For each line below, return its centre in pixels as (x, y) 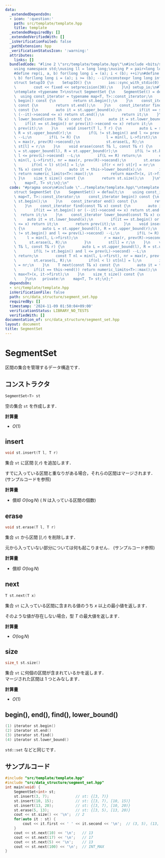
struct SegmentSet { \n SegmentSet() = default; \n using (79, 192)
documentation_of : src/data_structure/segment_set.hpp (62, 320)
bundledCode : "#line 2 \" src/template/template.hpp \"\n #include (77, 64)
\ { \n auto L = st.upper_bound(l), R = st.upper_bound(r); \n (85, 229)
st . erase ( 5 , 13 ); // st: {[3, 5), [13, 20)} (72, 810)
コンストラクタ (27, 384)
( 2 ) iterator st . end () (28, 730)
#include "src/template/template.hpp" (45, 778)
